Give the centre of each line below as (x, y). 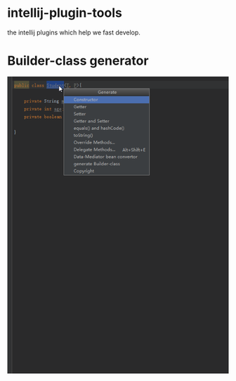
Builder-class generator (78, 61)
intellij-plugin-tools (65, 13)
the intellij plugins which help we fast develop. (74, 32)
